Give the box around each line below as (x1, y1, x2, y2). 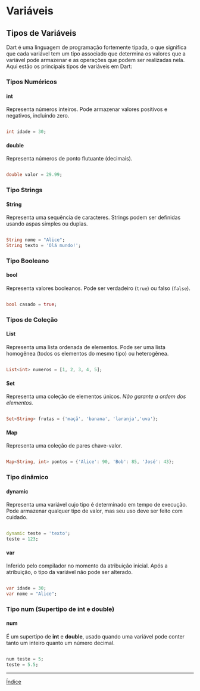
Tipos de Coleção (6, 315, 58, 323)
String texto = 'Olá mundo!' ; (6, 243, 82, 249)
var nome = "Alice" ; (6, 591, 58, 597)
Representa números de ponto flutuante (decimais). (6, 155, 133, 162)
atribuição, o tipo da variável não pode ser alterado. (6, 569, 133, 576)
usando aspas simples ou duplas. (6, 220, 88, 227)
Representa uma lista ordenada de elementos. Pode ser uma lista (6, 344, 165, 351)
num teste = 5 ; (6, 656, 44, 662)
